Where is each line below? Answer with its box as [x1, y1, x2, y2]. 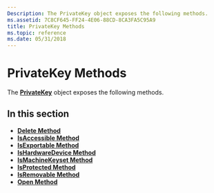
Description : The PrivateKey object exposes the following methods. [7, 10, 208, 17]
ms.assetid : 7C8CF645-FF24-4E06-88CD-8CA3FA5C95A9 [7, 17, 156, 23]
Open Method [17, 177, 58, 186]
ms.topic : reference [7, 29, 67, 37]
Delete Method [17, 126, 61, 134]
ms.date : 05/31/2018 [7, 36, 67, 43]
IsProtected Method [17, 163, 76, 171]
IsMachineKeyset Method [17, 156, 93, 164]
